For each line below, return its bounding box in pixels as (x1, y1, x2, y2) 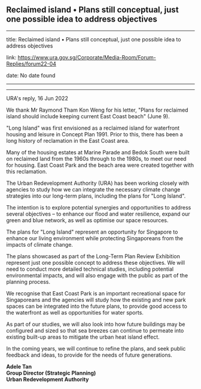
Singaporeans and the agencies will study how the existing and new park (6, 296, 187, 303)
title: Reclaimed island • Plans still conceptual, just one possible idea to (6, 35, 181, 43)
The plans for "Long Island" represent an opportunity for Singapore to (6, 228, 178, 235)
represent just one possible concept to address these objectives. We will (6, 259, 185, 266)
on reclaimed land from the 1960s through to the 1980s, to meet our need (6, 155, 187, 162)
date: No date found (6, 71, 56, 79)
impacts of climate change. (6, 241, 74, 248)
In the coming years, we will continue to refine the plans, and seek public (6, 345, 186, 352)
